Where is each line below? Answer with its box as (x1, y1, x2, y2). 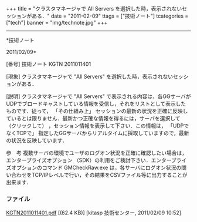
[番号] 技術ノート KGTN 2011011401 (6, 60, 91, 68)
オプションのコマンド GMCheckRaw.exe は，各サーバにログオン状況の (11, 164, 182, 171)
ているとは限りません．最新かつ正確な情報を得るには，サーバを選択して (6, 115, 181, 122)
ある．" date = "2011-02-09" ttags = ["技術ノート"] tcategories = (31, 12, 189, 19)
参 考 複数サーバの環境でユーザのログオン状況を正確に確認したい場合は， (6, 149, 188, 156)
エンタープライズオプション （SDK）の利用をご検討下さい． (6, 157, 151, 163)
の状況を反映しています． (6, 137, 68, 144)
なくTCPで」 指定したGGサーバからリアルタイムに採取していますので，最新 (6, 130, 189, 136)
